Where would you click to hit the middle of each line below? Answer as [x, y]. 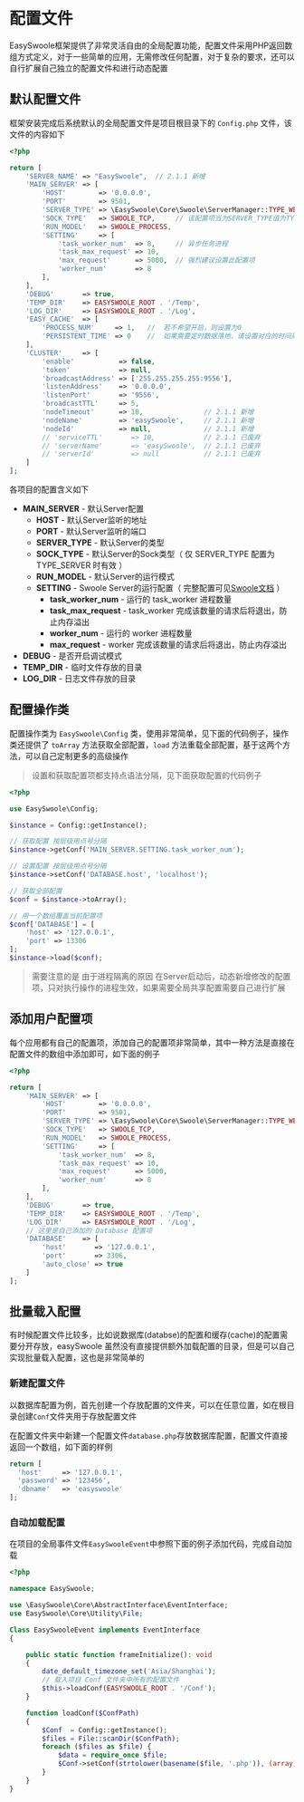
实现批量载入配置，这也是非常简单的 [77, 1358]
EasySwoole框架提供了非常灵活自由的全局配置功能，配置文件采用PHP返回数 [151, 45]
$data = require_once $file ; [113, 1755]
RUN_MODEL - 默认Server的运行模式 [105, 577]
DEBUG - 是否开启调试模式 [72, 656]
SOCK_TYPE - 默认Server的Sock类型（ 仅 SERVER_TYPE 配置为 [155, 554]
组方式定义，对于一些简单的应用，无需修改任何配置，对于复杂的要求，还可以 [152, 56]
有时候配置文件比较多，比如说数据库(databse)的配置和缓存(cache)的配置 [145, 1335]
